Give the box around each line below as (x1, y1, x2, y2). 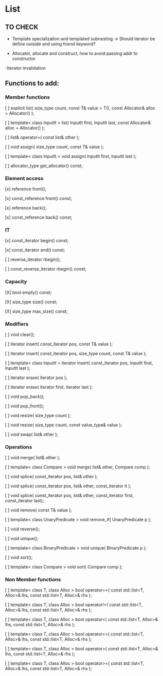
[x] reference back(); (5, 205, 47, 211)
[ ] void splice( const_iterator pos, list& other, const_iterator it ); (5, 483, 131, 489)
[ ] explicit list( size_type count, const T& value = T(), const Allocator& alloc (5, 105, 156, 111)
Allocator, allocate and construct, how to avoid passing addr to (12, 50, 138, 56)
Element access (5, 175, 44, 182)
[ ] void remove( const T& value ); (5, 507, 72, 513)
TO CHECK (5, 23, 39, 31)
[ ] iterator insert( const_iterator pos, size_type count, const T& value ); (5, 350, 147, 356)
